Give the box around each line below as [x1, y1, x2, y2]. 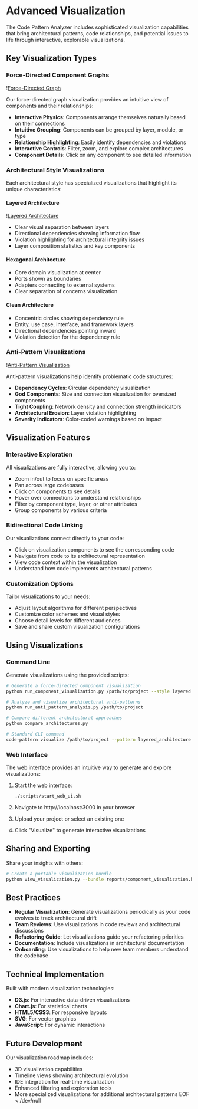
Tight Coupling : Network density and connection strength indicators [14, 403, 181, 410]
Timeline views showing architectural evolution [14, 1072, 128, 1079]
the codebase [14, 952, 49, 959]
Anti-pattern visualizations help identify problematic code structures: [6, 373, 173, 380]
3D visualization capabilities [14, 1065, 83, 1072]
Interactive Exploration [6, 450, 73, 458]
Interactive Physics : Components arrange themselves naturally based [14, 113, 186, 120]
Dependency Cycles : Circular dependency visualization [14, 384, 151, 391]
